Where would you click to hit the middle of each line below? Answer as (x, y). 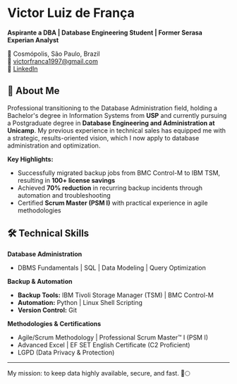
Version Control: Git (47, 310)
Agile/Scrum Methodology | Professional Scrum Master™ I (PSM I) (113, 337)
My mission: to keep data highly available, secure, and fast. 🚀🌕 (99, 373)
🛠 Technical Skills (48, 233)
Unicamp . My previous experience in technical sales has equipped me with (117, 130)
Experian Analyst (33, 40)
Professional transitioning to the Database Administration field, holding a (112, 108)
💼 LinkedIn (23, 68)
